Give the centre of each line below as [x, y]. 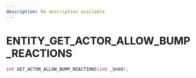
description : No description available [56, 12]
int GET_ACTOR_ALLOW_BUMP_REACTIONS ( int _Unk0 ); [67, 69]
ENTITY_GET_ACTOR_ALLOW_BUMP [98, 40]
